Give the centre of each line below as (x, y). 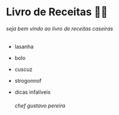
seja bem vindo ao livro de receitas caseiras (59, 28)
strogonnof (28, 81)
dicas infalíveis (33, 92)
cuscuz (23, 69)
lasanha (24, 47)
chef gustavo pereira (40, 106)
